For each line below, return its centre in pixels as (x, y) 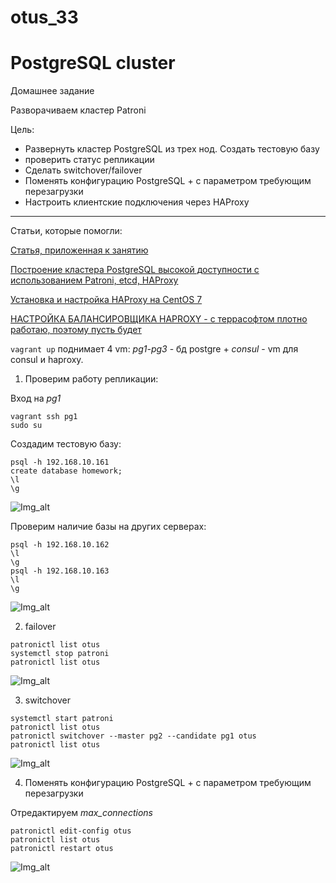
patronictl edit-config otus (71, 831)
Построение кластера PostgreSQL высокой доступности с (135, 270)
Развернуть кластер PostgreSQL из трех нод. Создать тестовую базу (172, 149)
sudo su (26, 426)
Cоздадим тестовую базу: (66, 444)
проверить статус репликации (89, 160)
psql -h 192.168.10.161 (60, 462)
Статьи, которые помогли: (66, 231)
